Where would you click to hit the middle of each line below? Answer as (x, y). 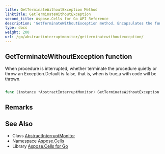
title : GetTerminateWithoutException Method (51, 10)
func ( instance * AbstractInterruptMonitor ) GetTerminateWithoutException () (84, 92)
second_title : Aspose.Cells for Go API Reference (57, 19)
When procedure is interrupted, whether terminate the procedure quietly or (81, 68)
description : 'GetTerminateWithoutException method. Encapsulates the (79, 23)
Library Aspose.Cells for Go (40, 146)
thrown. (13, 79)
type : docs (16, 28)
